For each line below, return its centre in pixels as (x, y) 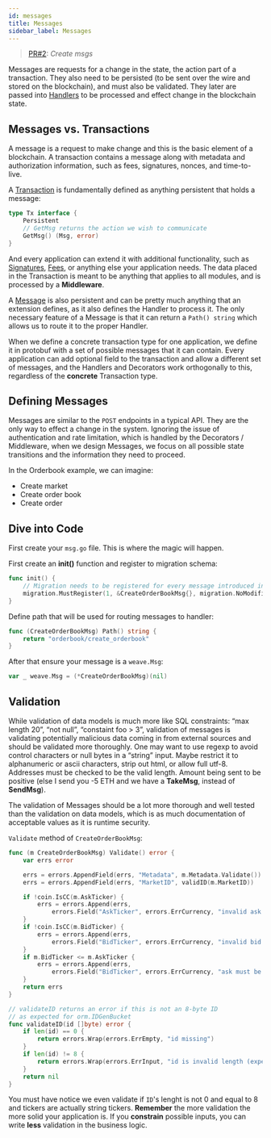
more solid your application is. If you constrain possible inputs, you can (127, 1117)
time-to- (237, 165)
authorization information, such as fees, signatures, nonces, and (115, 165)
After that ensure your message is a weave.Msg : (86, 662)
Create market (44, 486)
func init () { (32, 579)
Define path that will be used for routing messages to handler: (111, 616)
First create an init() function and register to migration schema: (113, 564)
